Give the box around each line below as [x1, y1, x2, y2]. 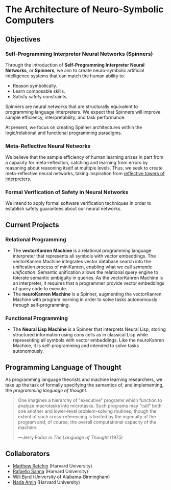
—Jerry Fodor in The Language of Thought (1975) [17, 434, 124, 441]
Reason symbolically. [12, 82, 58, 89]
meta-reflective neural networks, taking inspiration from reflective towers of [5, 171, 165, 177]
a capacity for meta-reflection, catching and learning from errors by [5, 160, 148, 166]
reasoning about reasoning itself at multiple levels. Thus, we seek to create [5, 165, 163, 171]
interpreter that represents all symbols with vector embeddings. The [12, 253, 156, 259]
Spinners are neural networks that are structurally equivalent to [5, 103, 138, 110]
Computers [5, 14, 55, 26]
